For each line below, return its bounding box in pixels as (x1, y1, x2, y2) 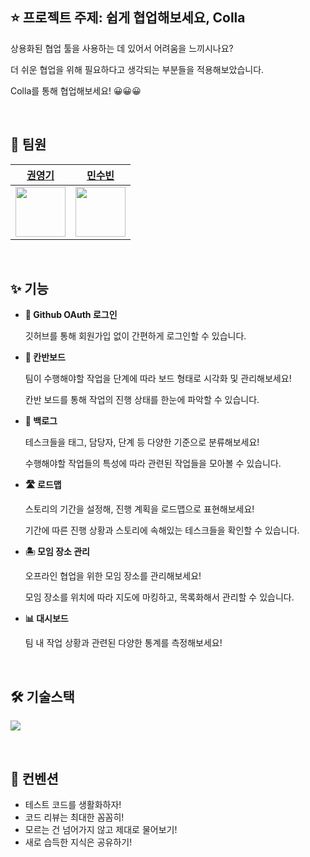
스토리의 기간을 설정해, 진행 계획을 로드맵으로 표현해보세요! (24, 503, 255, 515)
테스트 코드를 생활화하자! (24, 799, 122, 811)
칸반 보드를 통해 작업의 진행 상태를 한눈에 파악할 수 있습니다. (24, 394, 260, 406)
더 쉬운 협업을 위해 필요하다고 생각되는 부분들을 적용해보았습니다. (10, 63, 265, 75)
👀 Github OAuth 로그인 (24, 309, 118, 321)
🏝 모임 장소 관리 (24, 546, 90, 558)
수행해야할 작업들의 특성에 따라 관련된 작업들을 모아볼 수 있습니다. (24, 458, 282, 470)
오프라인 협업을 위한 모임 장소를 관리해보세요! (24, 570, 202, 582)
